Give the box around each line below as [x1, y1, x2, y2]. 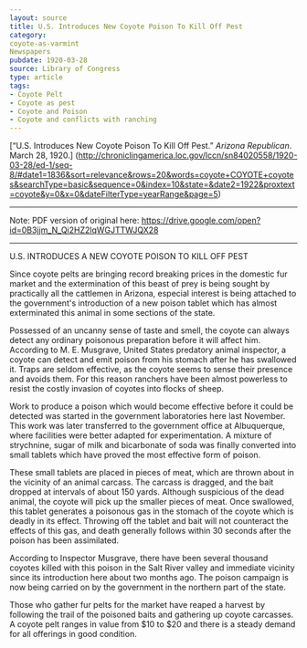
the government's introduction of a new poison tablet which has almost [9, 298, 278, 308]
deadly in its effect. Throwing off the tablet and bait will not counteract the [9, 516, 290, 527]
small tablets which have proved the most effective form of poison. [9, 449, 261, 461]
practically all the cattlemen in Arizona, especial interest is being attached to [9, 288, 297, 299]
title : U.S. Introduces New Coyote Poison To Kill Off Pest [9, 22, 244, 31]
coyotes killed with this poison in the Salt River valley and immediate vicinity [9, 562, 295, 573]
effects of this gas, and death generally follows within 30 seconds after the [9, 526, 291, 537]
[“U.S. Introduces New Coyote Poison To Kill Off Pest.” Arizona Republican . [9, 141, 292, 152]
